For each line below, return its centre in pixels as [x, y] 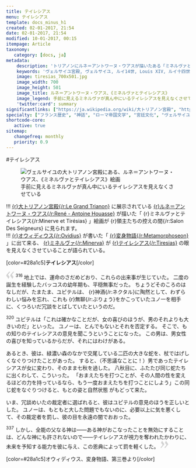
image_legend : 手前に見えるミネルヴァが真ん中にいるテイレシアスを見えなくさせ [102, 98]
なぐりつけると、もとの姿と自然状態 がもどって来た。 [86, 390]
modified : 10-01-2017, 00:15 [41, 39]
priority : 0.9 [31, 142]
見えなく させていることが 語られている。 [60, 250]
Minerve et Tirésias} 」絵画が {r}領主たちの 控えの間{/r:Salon [111, 221]
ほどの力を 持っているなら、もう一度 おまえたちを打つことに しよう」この [98, 383]
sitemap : [17, 131]
